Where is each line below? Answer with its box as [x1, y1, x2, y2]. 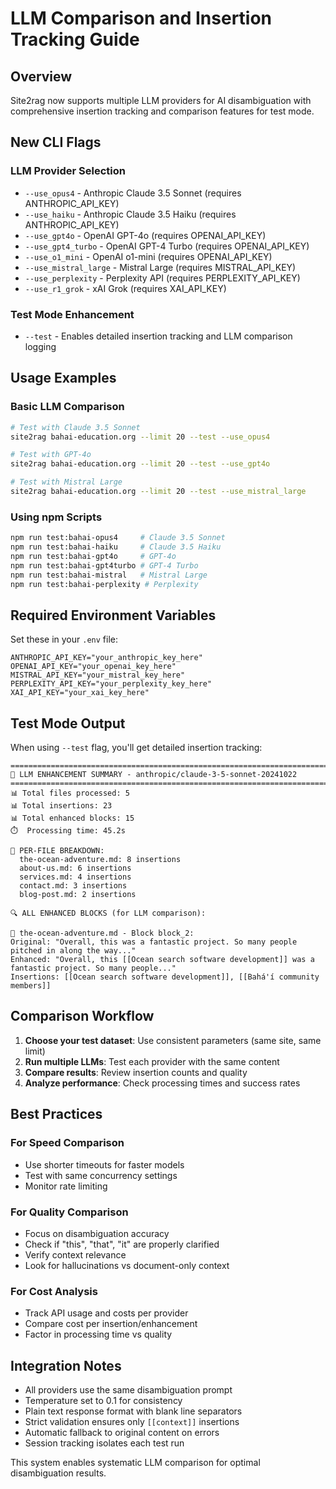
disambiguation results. [10, 1467, 107, 1479]
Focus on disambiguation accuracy [24, 1227, 170, 1239]
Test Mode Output [10, 715, 126, 732]
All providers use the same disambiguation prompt [24, 1384, 233, 1396]
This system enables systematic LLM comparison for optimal [10, 1457, 261, 1468]
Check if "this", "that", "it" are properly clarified [24, 1238, 220, 1250]
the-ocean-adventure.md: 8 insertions [19, 855, 182, 865]
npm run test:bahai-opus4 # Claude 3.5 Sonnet [10, 533, 226, 543]
